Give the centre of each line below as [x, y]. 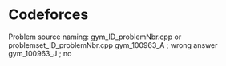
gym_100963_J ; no [40, 53]
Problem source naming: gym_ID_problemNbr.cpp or [95, 37]
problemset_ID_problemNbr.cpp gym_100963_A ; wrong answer [113, 45]
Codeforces [48, 15]
